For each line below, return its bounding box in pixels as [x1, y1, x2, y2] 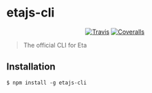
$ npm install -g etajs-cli [6, 79, 87, 86]
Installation [6, 61, 56, 73]
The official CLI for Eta [23, 41, 87, 49]
